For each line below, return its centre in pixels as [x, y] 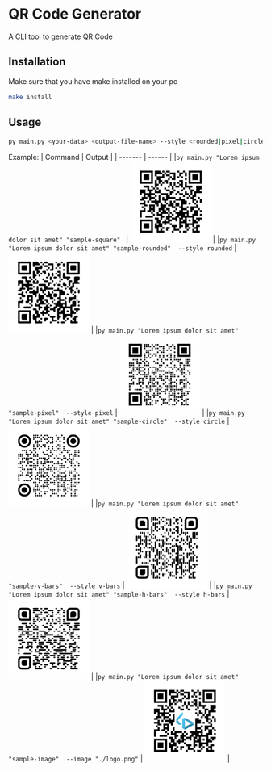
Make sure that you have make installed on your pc [93, 81]
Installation [37, 62]
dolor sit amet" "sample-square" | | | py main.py [132, 240]
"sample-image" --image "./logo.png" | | [119, 759]
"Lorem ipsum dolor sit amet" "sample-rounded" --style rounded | [123, 248]
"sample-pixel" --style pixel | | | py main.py [127, 413]
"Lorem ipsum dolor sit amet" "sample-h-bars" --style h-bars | [119, 594]
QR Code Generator [75, 14]
